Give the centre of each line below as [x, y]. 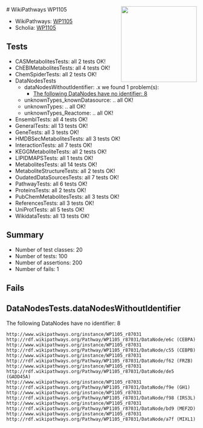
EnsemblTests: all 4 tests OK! [51, 119]
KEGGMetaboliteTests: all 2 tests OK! [61, 152]
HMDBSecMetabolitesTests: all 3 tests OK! [68, 138]
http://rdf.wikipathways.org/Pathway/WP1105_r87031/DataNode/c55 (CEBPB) [101, 350]
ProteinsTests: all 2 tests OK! [50, 190]
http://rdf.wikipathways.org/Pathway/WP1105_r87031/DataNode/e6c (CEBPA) [101, 339]
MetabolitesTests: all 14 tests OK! [56, 164]
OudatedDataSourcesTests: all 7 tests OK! [67, 177]
